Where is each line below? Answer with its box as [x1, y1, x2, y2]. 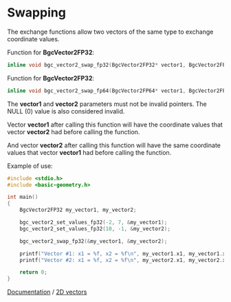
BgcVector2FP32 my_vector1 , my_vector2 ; [19, 206, 137, 214]
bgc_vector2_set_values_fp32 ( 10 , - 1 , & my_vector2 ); [19, 225, 170, 232]
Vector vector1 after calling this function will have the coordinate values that [7, 120, 223, 129]
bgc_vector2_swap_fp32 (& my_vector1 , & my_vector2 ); [19, 237, 168, 245]
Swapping [7, 5, 67, 21]
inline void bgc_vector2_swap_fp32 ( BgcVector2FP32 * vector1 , [7, 61, 186, 68]
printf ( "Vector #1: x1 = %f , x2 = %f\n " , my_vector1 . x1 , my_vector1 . [19, 250, 223, 257]
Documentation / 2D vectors [7, 288, 87, 296]
